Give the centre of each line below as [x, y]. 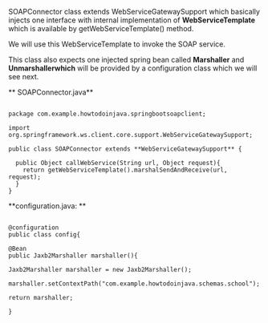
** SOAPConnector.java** [51, 92]
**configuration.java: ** [47, 206]
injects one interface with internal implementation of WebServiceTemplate [132, 20]
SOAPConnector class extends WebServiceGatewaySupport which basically [134, 12]
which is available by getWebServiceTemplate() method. [101, 28]
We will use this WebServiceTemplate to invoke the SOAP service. [117, 44]
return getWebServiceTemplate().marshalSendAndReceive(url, [125, 170]
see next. [24, 77]
